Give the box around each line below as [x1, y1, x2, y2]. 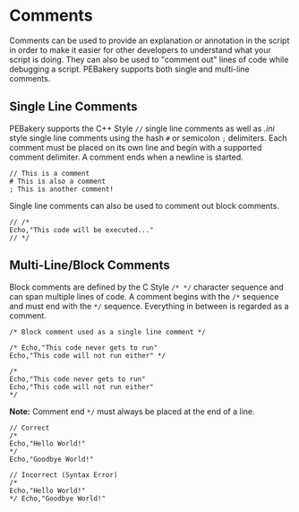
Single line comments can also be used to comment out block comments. [9, 200, 280, 211]
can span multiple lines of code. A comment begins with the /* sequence [9, 291, 279, 301]
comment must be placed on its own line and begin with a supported [9, 142, 262, 152]
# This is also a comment [9, 177, 106, 186]
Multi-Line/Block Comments [9, 257, 170, 273]
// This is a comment [9, 169, 90, 178]
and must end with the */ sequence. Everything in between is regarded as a [9, 300, 289, 311]
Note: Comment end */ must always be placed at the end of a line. [9, 405, 255, 417]
